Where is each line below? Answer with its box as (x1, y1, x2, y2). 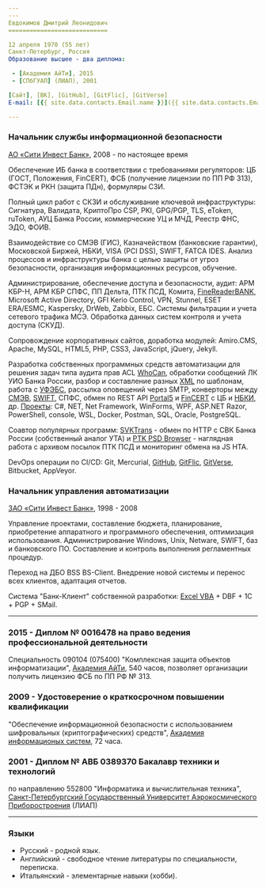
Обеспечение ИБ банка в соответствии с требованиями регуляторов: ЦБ (8, 165, 256, 174)
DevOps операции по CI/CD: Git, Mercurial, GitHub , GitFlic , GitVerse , (8, 457, 234, 467)
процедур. (8, 552, 44, 562)
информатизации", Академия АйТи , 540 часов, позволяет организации (8, 663, 248, 673)
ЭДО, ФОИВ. (8, 222, 51, 232)
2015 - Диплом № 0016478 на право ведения (8, 627, 192, 638)
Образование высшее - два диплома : (8, 55, 126, 63)
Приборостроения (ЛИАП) (8, 800, 98, 810)
